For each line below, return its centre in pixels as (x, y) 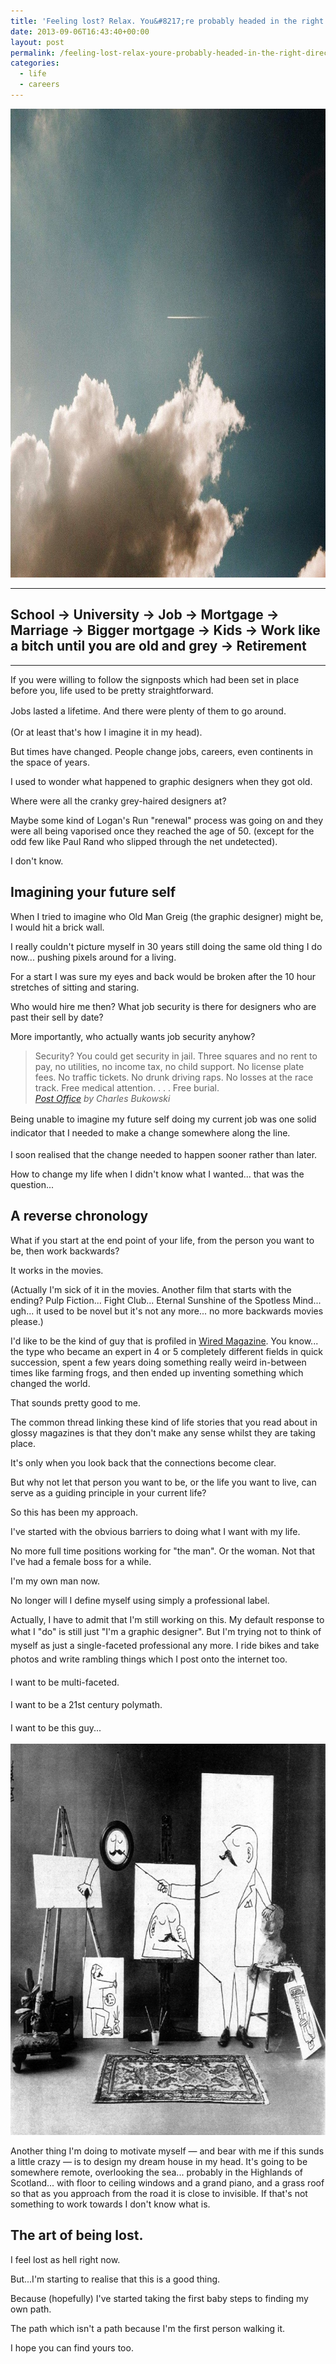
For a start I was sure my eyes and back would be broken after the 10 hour (163, 976)
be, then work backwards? (65, 1251)
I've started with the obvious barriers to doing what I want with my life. (155, 1531)
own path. (31, 2309)
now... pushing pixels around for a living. (93, 957)
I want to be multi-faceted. (65, 1682)
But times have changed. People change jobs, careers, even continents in (161, 752)
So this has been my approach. (74, 1512)
